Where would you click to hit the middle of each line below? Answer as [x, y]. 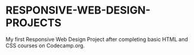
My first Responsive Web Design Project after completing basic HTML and [97, 39]
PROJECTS [34, 23]
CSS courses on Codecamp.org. [45, 46]
